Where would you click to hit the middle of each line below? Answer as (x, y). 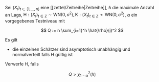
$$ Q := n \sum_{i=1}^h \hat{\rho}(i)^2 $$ (82, 31)
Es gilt (11, 40)
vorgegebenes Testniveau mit (35, 21)
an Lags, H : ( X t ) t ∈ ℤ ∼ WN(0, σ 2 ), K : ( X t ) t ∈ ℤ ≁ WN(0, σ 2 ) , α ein (71, 15)
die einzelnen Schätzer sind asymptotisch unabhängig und (71, 49)
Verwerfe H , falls (22, 64)
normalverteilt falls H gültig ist (42, 55)
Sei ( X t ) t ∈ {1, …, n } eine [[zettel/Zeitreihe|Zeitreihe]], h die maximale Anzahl (79, 8)
